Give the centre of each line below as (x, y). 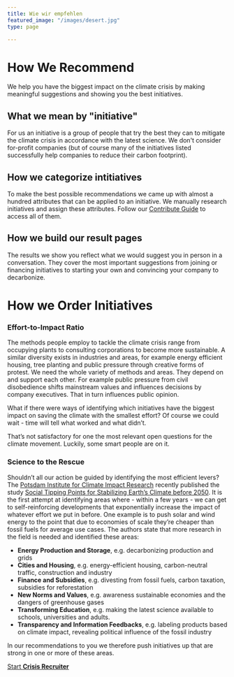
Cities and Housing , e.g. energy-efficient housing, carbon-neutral (112, 565)
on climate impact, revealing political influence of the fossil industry (114, 632)
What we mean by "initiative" (73, 116)
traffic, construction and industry (65, 572)
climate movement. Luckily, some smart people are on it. (88, 444)
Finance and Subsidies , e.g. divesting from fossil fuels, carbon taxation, (121, 580)
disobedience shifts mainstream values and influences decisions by (104, 387)
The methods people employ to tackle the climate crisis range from (104, 342)
